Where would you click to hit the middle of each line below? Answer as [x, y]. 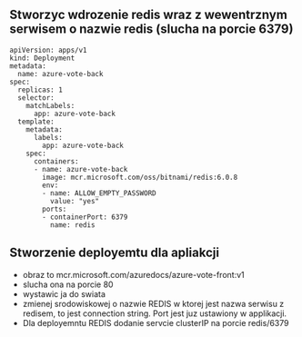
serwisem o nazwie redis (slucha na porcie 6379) [151, 30]
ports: [55, 209]
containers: [56, 161]
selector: [36, 98]
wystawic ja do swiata [64, 293]
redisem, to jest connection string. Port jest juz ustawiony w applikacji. [155, 313]
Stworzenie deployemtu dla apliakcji [115, 253]
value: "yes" [75, 201]
